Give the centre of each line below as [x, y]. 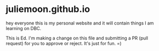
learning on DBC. [24, 28]
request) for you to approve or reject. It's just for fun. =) [64, 43]
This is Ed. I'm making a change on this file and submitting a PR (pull [77, 38]
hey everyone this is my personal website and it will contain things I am [80, 23]
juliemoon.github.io [48, 9]
